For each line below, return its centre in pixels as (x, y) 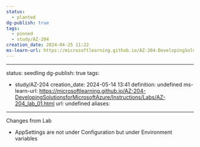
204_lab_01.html (35, 103)
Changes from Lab (29, 120)
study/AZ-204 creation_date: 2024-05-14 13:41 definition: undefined (99, 85)
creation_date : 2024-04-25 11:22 (48, 45)
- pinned (22, 34)
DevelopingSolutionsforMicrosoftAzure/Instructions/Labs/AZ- (90, 97)
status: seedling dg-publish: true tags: (53, 73)
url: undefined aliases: (83, 103)
